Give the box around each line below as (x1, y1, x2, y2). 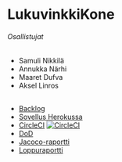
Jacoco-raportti (18, 137, 70, 146)
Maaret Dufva (18, 73, 63, 82)
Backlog (18, 103, 45, 113)
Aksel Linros (18, 81, 59, 91)
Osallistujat (7, 31, 44, 41)
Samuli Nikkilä (18, 56, 64, 66)
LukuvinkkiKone (7, 5, 115, 23)
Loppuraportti (18, 145, 63, 154)
